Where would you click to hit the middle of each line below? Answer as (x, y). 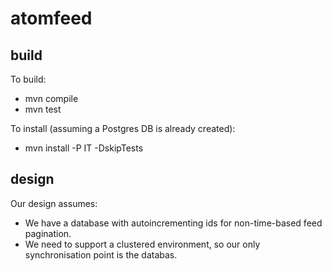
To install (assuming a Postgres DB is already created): (123, 128)
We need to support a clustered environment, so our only (142, 244)
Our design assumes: (54, 203)
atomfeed (51, 18)
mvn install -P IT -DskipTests (84, 148)
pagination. (48, 233)
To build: (28, 79)
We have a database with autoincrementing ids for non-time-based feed (173, 223)
